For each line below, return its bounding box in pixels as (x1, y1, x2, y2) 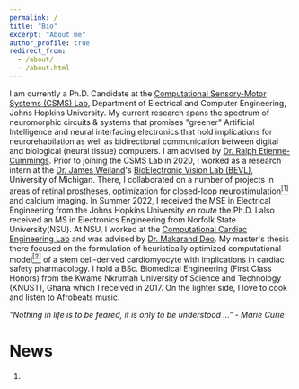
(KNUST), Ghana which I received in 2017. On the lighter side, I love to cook (9, 283, 287, 294)
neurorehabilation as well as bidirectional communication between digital (9, 136, 279, 147)
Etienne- (259, 145, 291, 156)
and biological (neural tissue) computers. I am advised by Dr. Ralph (9, 145, 258, 156)
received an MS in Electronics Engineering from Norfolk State (9, 213, 236, 225)
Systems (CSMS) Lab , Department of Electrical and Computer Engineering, (9, 97, 287, 108)
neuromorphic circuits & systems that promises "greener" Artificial (9, 116, 255, 127)
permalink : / (9, 13, 58, 23)
